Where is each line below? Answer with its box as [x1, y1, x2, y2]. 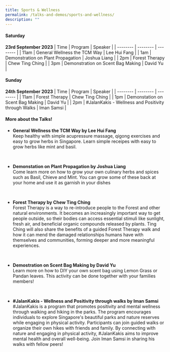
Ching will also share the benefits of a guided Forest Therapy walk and [12, 226, 160, 232]
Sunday [5, 77, 22, 83]
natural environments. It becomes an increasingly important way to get [12, 210, 161, 216]
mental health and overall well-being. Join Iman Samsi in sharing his [12, 336, 155, 342]
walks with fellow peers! [12, 341, 63, 347]
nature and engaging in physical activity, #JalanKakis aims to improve [12, 330, 159, 336]
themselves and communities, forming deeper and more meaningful [12, 237, 155, 243]
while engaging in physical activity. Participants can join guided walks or [12, 319, 164, 326]
